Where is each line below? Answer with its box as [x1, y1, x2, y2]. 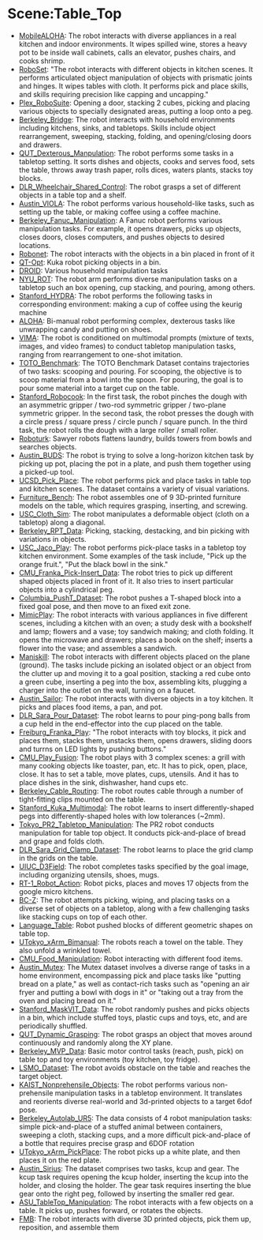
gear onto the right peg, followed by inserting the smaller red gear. [18, 1189, 235, 1198]
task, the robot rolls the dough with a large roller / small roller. [18, 425, 218, 434]
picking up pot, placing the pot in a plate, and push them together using [18, 459, 251, 468]
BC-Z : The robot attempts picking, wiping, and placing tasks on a [18, 895, 230, 904]
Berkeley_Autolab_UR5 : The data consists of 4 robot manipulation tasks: [18, 1113, 253, 1122]
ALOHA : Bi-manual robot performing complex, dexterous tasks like [18, 316, 235, 325]
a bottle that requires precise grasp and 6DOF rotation [18, 1138, 194, 1148]
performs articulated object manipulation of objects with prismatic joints [18, 73, 253, 82]
